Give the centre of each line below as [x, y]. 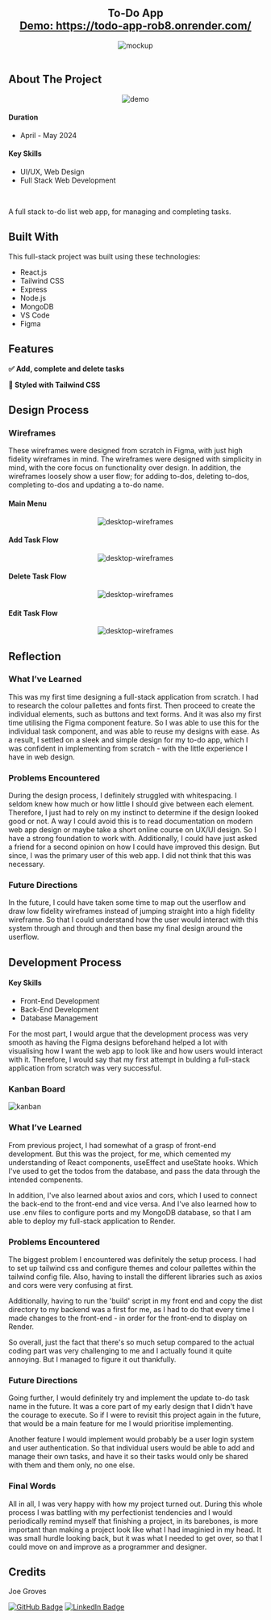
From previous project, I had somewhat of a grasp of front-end [112, 1145]
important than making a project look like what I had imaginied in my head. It [135, 1530]
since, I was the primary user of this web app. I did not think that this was [130, 856]
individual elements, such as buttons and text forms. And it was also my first [135, 713]
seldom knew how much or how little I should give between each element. [131, 804]
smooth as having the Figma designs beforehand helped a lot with [118, 1042]
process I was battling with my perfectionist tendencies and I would [121, 1512]
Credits [27, 1572]
